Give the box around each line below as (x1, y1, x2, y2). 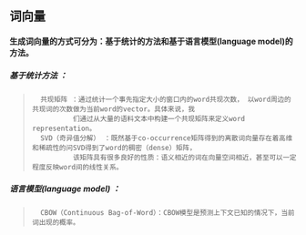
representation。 (31, 124, 97, 133)
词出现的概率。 (31, 218, 80, 227)
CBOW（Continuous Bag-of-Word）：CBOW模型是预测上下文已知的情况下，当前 (40, 208, 295, 217)
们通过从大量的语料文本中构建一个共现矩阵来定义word (72, 114, 246, 123)
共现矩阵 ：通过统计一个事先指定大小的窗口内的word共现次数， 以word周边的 (40, 95, 291, 104)
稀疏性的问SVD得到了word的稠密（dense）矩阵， (38, 143, 197, 152)
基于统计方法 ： (9, 69, 68, 80)
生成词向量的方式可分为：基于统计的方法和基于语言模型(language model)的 (9, 36, 293, 46)
